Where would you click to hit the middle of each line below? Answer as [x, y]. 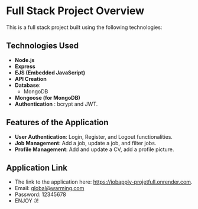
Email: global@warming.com [49, 188]
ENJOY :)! [27, 201]
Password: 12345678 [40, 195]
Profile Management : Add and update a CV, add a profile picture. [94, 149]
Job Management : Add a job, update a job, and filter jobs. [85, 143]
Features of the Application [57, 123]
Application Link [37, 167]
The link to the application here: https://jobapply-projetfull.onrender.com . [103, 182]
